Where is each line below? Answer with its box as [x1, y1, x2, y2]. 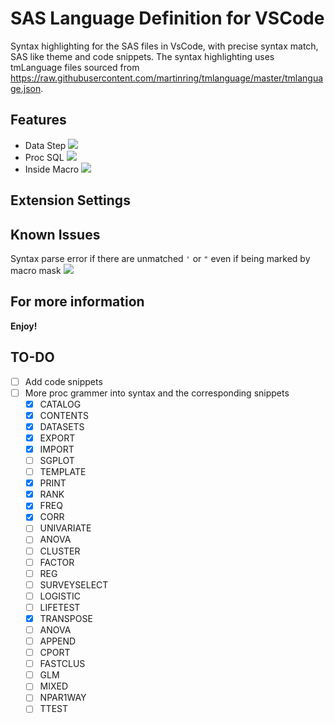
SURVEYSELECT [39, 578, 109, 591]
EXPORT [39, 432, 76, 444]
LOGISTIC [39, 590, 81, 602]
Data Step [24, 139, 67, 151]
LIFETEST [39, 601, 81, 613]
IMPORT [39, 443, 75, 455]
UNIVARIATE [39, 522, 92, 534]
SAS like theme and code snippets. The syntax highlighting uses [10, 50, 275, 62]
